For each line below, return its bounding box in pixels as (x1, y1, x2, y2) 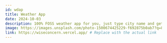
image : (5, 26, 19, 31)
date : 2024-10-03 (5, 16, 41, 21)
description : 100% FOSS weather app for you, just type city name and (5, 21, 155, 26)
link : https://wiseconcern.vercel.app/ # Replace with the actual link (5, 30, 157, 35)
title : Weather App (5, 12, 46, 17)
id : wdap (5, 7, 23, 12)
